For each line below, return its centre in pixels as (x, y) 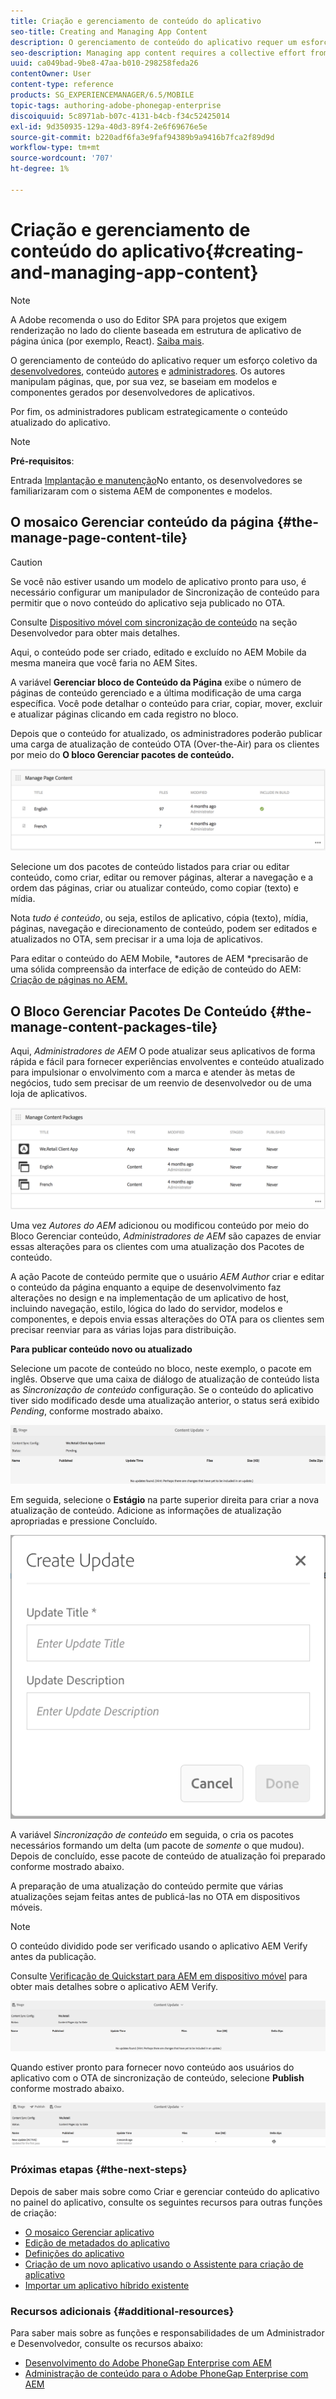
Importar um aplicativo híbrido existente (107, 2285)
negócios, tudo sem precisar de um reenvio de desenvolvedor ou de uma (161, 1083)
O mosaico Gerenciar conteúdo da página (142, 522)
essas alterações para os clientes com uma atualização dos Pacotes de (157, 1246)
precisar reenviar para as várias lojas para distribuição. (123, 1329)
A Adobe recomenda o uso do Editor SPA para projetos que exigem (148, 319)
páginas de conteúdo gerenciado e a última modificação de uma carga (156, 692)
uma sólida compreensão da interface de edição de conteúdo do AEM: (156, 969)
